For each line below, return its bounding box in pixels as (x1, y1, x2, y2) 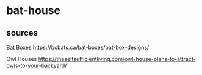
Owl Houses (6, 56, 37, 62)
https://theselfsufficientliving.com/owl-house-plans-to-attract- (38, 56, 197, 62)
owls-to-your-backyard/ (6, 62, 67, 69)
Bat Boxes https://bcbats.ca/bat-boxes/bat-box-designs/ (6, 44, 150, 51)
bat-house (6, 4, 61, 18)
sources (6, 28, 38, 38)
